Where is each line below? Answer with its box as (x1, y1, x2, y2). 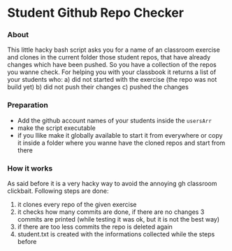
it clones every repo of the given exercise (17, 201, 138, 209)
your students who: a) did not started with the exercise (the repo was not (7, 76, 217, 84)
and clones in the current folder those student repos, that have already (7, 53, 211, 62)
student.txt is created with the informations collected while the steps (17, 230, 215, 238)
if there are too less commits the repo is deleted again (17, 222, 173, 231)
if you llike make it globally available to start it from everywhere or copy (17, 131, 223, 139)
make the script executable (17, 124, 96, 132)
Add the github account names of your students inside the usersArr (17, 116, 212, 124)
